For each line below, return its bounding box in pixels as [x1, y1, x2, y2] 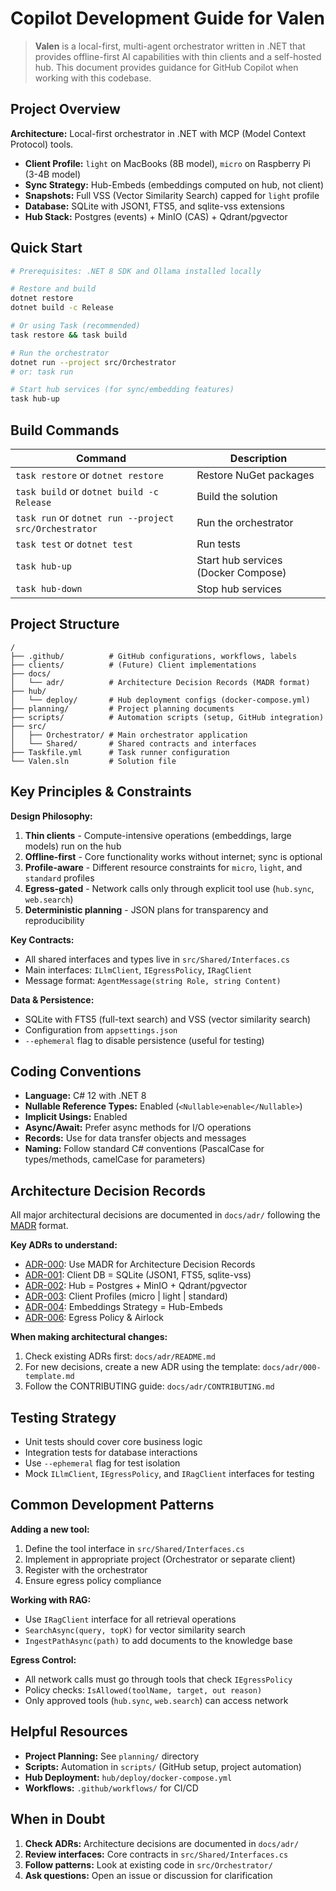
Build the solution [196, 490, 278, 503]
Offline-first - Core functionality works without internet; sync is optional [24, 850, 323, 862]
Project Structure [10, 616, 120, 633]
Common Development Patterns [10, 1497, 215, 1514]
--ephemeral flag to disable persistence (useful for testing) [24, 1034, 265, 1046]
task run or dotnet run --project [15, 511, 175, 524]
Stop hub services [196, 582, 283, 596]
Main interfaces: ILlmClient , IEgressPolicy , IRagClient [24, 963, 253, 976]
